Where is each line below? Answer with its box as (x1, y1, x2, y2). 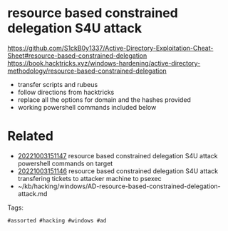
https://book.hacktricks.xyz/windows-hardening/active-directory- (7, 58, 201, 67)
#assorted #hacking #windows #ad (7, 217, 107, 224)
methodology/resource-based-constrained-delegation (7, 66, 167, 75)
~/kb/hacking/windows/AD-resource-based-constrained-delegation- (17, 182, 221, 190)
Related (7, 128, 53, 144)
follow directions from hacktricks (17, 88, 115, 96)
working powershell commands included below (17, 103, 157, 111)
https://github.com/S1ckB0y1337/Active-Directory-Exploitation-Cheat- (7, 43, 214, 52)
